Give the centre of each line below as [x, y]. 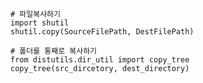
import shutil [40, 23]
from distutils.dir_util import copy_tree [100, 60]
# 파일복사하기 [35, 14]
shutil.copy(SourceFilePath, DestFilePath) [102, 32]
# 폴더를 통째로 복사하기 [54, 51]
